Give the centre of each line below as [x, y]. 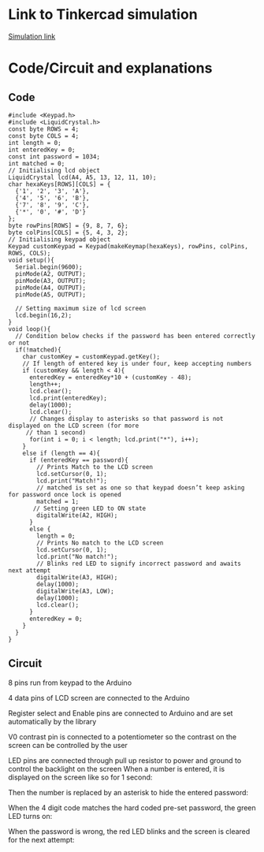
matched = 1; [58, 501]
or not [19, 343]
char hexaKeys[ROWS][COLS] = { [59, 184]
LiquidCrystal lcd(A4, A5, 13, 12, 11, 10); [82, 177]
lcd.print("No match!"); [77, 556]
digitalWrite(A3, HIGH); [77, 577]
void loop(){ [30, 329]
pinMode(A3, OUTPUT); [51, 281]
